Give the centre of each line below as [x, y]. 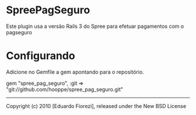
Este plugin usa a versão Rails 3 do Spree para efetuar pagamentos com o [95, 26]
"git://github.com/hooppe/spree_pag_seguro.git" [65, 89]
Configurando [41, 56]
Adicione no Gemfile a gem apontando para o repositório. [75, 72]
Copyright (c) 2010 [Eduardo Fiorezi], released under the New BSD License [96, 106]
